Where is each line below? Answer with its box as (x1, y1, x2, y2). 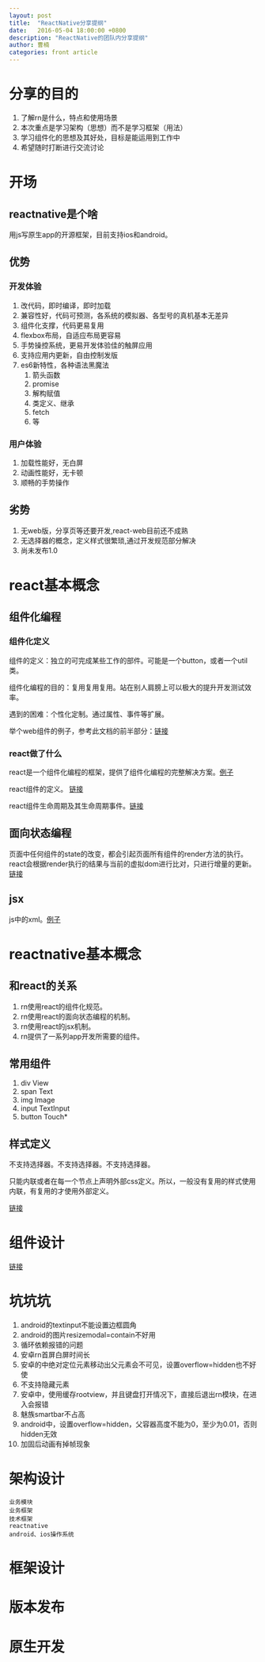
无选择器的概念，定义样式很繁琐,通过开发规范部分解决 (20, 535, 196, 545)
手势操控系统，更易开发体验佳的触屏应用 (20, 340, 153, 350)
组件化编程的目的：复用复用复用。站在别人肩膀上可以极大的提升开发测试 (9, 682, 244, 692)
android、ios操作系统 (9, 1530, 74, 1538)
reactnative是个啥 (9, 207, 98, 221)
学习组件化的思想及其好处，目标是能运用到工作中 (20, 132, 180, 142)
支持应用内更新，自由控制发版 (20, 350, 118, 359)
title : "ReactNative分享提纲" (9, 19, 108, 27)
